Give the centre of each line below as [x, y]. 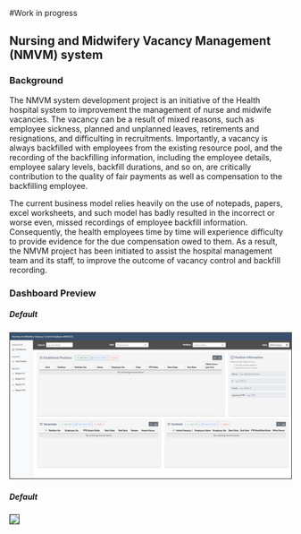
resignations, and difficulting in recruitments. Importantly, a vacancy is [138, 138]
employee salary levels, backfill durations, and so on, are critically [130, 167]
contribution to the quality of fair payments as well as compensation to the [146, 176]
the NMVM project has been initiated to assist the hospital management [141, 251]
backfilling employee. [49, 185]
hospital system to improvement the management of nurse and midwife [141, 109]
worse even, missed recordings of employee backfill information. [129, 222]
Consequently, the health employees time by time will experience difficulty [146, 231]
